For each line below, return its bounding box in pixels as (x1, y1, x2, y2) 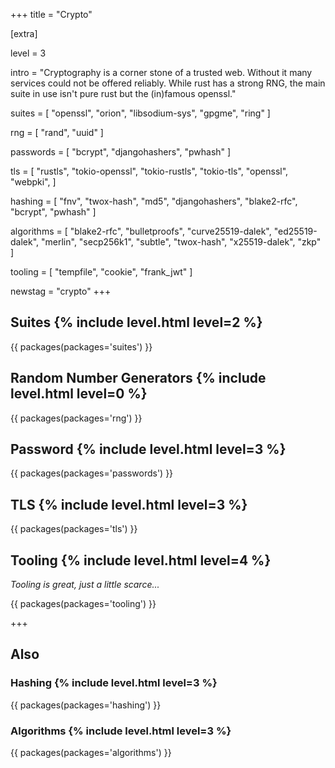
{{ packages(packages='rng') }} (10, 412, 143, 424)
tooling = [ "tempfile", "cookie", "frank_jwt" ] (10, 266, 193, 278)
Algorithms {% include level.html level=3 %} (10, 724, 232, 738)
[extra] (10, 28, 38, 39)
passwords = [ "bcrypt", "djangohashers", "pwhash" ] (10, 146, 232, 158)
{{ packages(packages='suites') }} (10, 340, 153, 353)
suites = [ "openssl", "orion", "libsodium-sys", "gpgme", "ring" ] (10, 107, 271, 119)
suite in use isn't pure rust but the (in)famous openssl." (10, 88, 237, 99)
